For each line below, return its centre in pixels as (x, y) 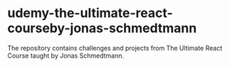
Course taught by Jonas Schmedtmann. (66, 56)
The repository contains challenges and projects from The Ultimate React (115, 48)
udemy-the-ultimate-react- (90, 13)
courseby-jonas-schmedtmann (102, 28)
